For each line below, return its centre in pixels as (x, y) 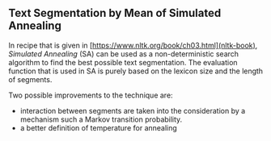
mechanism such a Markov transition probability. (101, 119)
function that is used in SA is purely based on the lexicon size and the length (136, 71)
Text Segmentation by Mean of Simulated (115, 13)
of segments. (30, 79)
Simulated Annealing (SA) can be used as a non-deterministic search (124, 54)
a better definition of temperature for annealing (99, 127)
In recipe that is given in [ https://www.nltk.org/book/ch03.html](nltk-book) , (133, 45)
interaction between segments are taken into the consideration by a (133, 110)
